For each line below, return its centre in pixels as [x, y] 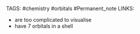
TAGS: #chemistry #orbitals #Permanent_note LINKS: [70, 8]
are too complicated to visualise [53, 20]
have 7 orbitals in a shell [44, 26]
